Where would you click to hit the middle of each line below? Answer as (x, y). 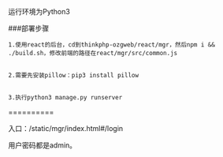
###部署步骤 (29, 28)
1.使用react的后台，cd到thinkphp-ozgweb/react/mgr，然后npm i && (111, 45)
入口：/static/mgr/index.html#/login (66, 128)
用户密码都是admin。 (43, 145)
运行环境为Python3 (39, 11)
